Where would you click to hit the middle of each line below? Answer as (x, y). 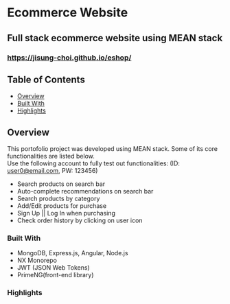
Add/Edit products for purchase (62, 206)
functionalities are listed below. (51, 156)
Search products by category (58, 199)
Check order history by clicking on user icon (80, 220)
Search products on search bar (61, 184)
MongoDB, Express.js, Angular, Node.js (72, 253)
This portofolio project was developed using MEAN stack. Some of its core (113, 149)
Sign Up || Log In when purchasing (66, 213)
